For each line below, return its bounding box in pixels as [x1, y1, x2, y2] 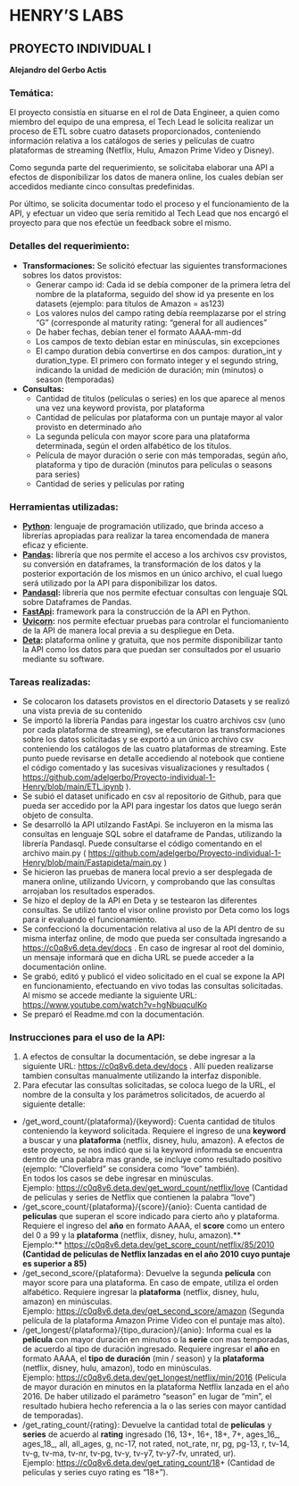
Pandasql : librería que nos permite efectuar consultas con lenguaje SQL [21, 586, 288, 598]
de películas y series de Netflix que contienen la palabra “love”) [21, 1192, 256, 1203]
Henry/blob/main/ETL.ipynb [21, 782, 124, 793]
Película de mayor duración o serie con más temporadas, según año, [35, 450, 288, 461]
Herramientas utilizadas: [9, 501, 119, 513]
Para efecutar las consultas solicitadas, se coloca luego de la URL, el [21, 1080, 276, 1091]
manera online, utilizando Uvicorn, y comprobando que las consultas [21, 876, 276, 887]
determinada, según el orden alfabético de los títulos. [35, 440, 232, 451]
